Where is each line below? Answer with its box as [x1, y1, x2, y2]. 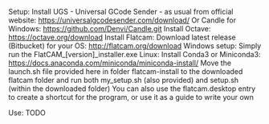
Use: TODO [8, 108, 47, 118]
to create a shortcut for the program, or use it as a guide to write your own [8, 93, 255, 101]
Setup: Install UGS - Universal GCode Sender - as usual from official [8, 7, 234, 16]
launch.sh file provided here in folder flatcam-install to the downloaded [8, 67, 243, 76]
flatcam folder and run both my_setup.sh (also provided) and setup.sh [8, 76, 239, 85]
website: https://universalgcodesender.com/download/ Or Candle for [8, 15, 237, 25]
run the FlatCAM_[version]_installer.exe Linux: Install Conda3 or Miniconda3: [8, 50, 261, 59]
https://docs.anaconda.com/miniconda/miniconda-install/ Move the [8, 58, 231, 68]
